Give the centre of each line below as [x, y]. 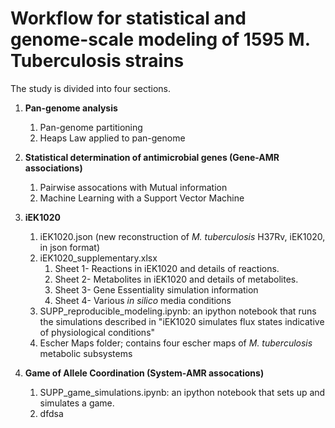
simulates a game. [77, 403]
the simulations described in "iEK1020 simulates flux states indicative [182, 321]
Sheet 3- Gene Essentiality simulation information [156, 289]
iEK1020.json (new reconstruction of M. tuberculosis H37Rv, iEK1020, [182, 236]
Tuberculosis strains [97, 61]
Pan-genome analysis [71, 108]
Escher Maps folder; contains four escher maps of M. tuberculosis [176, 343]
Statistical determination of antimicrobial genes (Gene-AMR [152, 157]
